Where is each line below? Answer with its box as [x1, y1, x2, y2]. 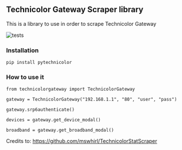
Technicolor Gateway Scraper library [6, 5, 144, 15]
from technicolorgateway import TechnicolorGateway [6, 86, 135, 93]
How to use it [6, 73, 44, 81]
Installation [6, 46, 39, 54]
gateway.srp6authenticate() [6, 107, 75, 113]
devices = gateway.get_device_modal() [6, 117, 101, 123]
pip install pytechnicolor [6, 60, 72, 66]
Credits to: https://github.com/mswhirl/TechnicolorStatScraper [6, 138, 157, 145]
